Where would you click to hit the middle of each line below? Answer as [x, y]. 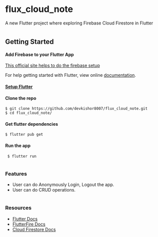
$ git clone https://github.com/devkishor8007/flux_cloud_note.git [77, 109]
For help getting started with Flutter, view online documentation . [71, 75]
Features [16, 174]
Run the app [18, 145]
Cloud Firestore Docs [34, 229]
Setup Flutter [19, 86]
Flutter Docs [25, 219]
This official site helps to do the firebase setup [53, 65]
